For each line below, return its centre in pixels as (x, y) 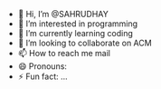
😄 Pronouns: (43, 66)
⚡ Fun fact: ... (43, 76)
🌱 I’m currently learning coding (76, 33)
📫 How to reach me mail (64, 53)
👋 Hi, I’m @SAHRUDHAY (63, 14)
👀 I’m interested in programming (78, 24)
